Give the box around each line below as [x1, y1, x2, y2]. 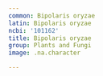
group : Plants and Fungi [8, 42, 92, 50]
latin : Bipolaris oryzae [8, 19, 92, 27]
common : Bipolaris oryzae [8, 11, 95, 20]
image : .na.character [8, 49, 81, 57]
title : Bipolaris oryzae [8, 34, 92, 42]
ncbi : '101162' [8, 26, 60, 34]
